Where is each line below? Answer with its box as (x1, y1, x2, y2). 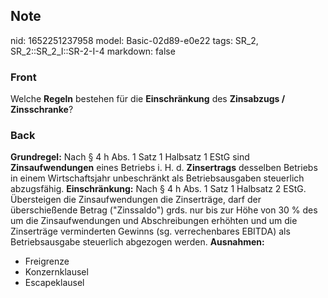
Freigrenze (24, 255, 70, 268)
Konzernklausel (24, 266, 89, 278)
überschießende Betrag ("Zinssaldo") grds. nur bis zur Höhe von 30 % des (10, 204, 318, 216)
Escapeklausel (24, 277, 85, 289)
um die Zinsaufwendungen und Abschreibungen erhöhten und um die (10, 215, 298, 227)
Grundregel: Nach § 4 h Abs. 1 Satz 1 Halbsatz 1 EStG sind (10, 151, 250, 163)
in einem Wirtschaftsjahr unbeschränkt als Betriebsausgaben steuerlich (10, 172, 305, 184)
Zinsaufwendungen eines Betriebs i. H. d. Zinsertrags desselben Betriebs (10, 162, 318, 174)
